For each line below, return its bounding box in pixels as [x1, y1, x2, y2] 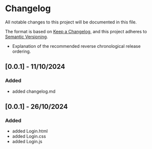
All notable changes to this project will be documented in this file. [5, 19, 137, 25]
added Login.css [12, 133, 46, 139]
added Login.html [12, 128, 48, 134]
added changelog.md [12, 88, 55, 94]
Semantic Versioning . [5, 34, 48, 40]
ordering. [12, 48, 31, 54]
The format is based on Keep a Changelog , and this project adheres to [5, 28, 147, 34]
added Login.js [12, 139, 43, 145]
